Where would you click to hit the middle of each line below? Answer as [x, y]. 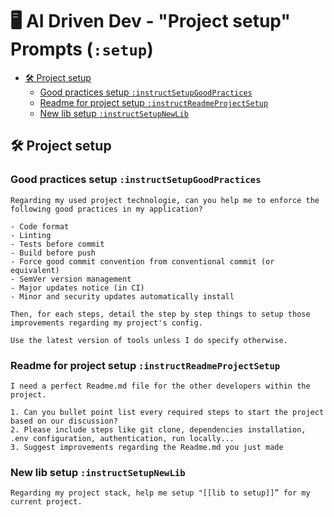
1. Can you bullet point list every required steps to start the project [167, 412]
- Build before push [53, 253]
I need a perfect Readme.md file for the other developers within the [160, 386]
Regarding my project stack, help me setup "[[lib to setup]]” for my [160, 493]
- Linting [31, 235]
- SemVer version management [71, 279]
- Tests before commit [57, 244]
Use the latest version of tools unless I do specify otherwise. [149, 340]
